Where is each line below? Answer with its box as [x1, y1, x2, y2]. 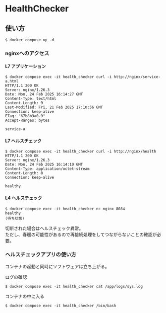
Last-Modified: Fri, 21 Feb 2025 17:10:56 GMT [5, 105, 103, 110]
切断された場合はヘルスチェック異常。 [5, 225, 83, 231]
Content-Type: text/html [5, 96, 56, 101]
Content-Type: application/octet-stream [5, 166, 90, 171]
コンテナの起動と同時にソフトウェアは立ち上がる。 [5, 263, 110, 269]
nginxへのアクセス [5, 50, 50, 57]
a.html [5, 79, 19, 84]
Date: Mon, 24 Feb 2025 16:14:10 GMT [5, 162, 83, 167]
